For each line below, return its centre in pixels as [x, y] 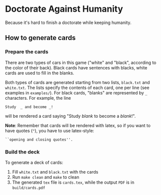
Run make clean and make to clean [46, 177]
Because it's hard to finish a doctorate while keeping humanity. [68, 22]
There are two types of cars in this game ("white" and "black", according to [81, 63]
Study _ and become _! [29, 107]
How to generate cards [40, 38]
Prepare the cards [27, 52]
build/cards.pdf [29, 188]
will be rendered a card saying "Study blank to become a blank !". [70, 116]
